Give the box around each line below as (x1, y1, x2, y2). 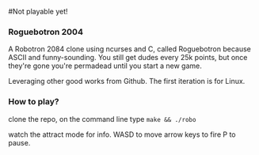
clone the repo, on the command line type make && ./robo (8, 114, 196, 123)
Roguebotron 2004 (8, 26, 83, 37)
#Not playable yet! (8, 7, 69, 16)
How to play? (8, 96, 59, 108)
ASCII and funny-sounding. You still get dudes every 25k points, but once (8, 53, 248, 62)
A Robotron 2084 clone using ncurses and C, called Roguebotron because (8, 44, 251, 54)
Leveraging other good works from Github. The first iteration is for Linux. (8, 77, 246, 86)
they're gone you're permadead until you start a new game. (8, 61, 202, 70)
